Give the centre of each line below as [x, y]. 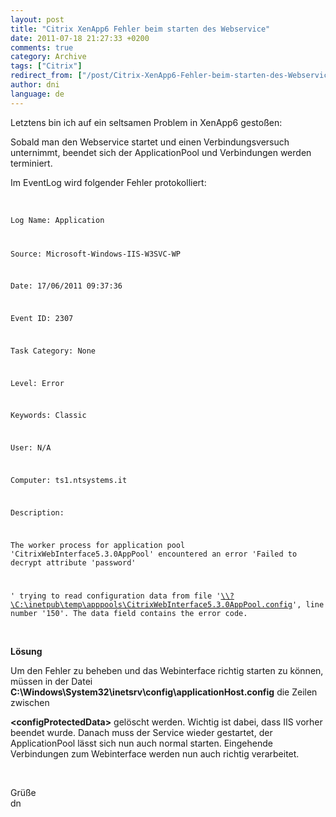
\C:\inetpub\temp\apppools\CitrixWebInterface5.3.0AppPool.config [151, 605]
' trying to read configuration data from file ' [116, 596]
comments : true [42, 47]
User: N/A [31, 448]
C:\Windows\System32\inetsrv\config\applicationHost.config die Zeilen [164, 692]
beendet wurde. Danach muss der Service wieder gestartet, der [141, 733]
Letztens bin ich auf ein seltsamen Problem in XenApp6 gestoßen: [146, 122]
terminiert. [31, 163]
